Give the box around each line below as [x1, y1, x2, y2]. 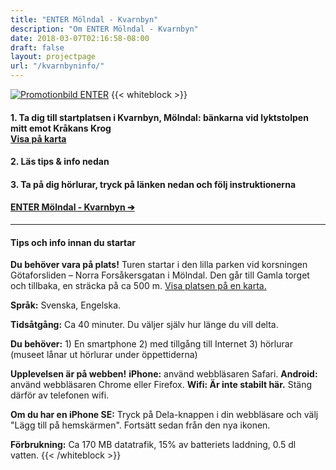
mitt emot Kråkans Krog [10, 122, 112, 134]
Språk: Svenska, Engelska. [10, 299, 122, 311]
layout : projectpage [10, 52, 97, 62]
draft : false [10, 42, 65, 53]
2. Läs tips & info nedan [10, 156, 110, 168]
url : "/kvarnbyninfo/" [10, 61, 105, 71]
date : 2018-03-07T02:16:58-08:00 [10, 33, 150, 43]
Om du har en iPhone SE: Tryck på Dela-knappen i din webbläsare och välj [10, 409, 319, 421]
